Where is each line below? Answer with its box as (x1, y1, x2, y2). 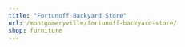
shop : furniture (8, 26, 62, 34)
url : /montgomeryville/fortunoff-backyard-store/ (8, 19, 178, 27)
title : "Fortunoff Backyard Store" (8, 11, 127, 20)
